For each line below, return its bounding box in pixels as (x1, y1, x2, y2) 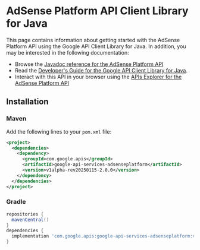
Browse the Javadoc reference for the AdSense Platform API (14, 61, 164, 68)
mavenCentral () (11, 217, 49, 223)
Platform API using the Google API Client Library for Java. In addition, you (6, 43, 186, 50)
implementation (11, 233, 49, 239)
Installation (6, 97, 49, 107)
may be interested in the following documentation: (6, 49, 129, 56)
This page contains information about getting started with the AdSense (6, 36, 180, 43)
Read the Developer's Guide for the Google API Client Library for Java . (14, 67, 188, 74)
